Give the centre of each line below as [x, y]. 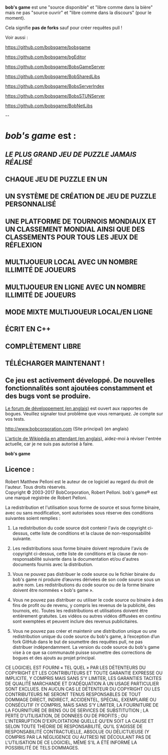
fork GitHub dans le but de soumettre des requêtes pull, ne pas [77, 642]
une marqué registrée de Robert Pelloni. [46, 497]
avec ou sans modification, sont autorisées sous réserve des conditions [79, 512]
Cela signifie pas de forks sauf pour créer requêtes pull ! [64, 28]
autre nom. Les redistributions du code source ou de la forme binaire [83, 585]
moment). [15, 18]
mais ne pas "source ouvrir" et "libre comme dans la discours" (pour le [78, 13]
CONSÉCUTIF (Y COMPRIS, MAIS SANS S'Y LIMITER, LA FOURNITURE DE [82, 705]
